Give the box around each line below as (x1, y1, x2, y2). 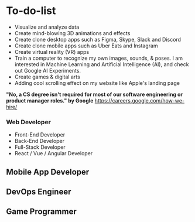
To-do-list (6, 4, 56, 18)
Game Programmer (6, 207, 77, 217)
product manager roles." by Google (6, 97, 94, 104)
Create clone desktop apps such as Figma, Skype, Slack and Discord (14, 36, 182, 43)
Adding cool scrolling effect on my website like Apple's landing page (14, 79, 180, 86)
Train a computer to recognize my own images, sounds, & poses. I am (14, 54, 183, 62)
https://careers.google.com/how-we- (94, 97, 185, 104)
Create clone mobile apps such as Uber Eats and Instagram (14, 42, 158, 49)
